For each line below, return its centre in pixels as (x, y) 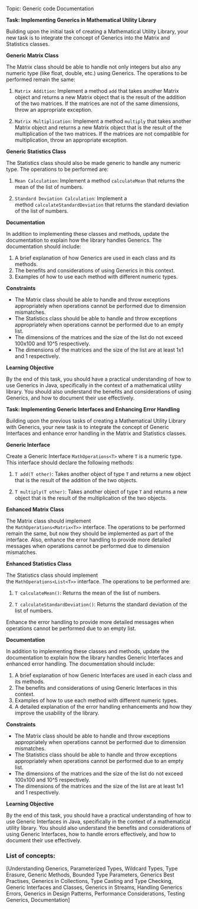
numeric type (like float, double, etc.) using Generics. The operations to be (97, 73)
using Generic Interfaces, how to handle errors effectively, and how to (91, 834)
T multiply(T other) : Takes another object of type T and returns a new (101, 492)
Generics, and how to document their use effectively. (70, 398)
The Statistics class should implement (52, 575)
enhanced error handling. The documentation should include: (80, 664)
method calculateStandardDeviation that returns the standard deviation (102, 204)
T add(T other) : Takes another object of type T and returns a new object (103, 474)
